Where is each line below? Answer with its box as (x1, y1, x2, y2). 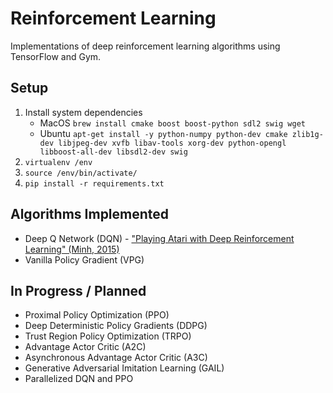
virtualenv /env (24, 157, 93, 167)
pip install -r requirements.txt (24, 178, 165, 189)
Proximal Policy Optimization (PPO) (24, 309, 170, 321)
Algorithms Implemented (10, 206, 170, 223)
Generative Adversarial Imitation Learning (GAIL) (24, 362, 225, 374)
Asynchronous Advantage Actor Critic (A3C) (24, 352, 208, 364)
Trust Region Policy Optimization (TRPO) (24, 330, 192, 342)
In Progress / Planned (10, 282, 147, 299)
